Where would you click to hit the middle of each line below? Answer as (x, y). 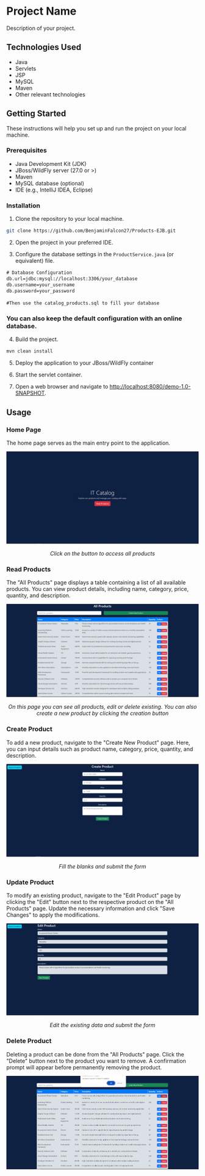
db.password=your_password (41, 291)
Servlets (26, 68)
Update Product (30, 882)
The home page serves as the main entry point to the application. (88, 443)
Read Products (29, 569)
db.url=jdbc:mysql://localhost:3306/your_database (72, 279)
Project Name (41, 11)
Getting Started (36, 114)
